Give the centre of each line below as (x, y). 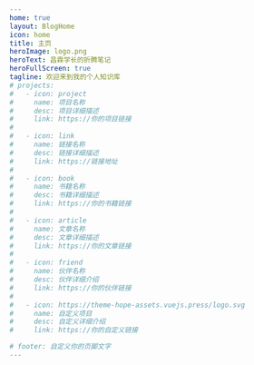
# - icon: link (42, 136)
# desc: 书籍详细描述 (54, 195)
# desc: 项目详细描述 (54, 111)
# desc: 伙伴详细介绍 (54, 280)
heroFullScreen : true (50, 69)
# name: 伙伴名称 (48, 271)
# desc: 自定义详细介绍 (58, 322)
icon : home (30, 35)
